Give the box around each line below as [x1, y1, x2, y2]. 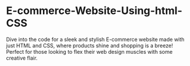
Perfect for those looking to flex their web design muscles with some [6, 48, 173, 55]
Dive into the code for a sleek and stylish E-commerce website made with [6, 36, 185, 43]
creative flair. [6, 54, 38, 61]
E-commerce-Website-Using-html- [6, 4, 182, 18]
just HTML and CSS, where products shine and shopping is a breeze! [6, 42, 174, 49]
